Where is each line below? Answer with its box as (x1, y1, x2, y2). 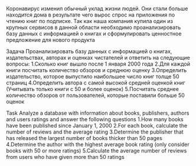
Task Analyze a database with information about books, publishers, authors (6, 109, 190, 116)
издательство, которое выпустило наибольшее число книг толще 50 (6, 73, 179, 80)
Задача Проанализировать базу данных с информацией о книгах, (6, 48, 172, 55)
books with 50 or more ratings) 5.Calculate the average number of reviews (6, 147, 187, 154)
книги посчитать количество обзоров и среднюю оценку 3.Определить (6, 67, 187, 73)
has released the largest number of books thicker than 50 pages (6, 135, 162, 141)
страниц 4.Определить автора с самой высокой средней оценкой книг (6, 79, 185, 86)
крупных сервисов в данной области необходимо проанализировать (6, 24, 181, 31)
